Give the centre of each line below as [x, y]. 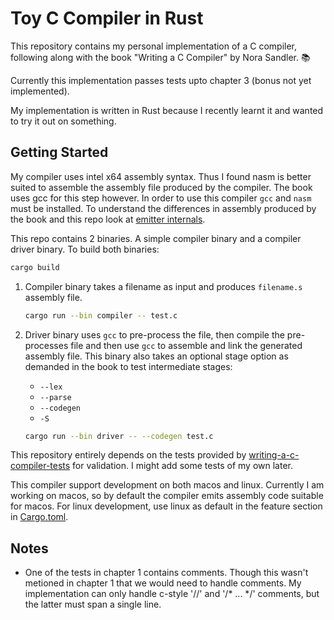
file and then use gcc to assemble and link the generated [186, 345]
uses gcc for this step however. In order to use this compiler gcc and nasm [161, 198]
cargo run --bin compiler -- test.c [101, 315]
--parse [55, 397]
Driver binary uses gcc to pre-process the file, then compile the [154, 334]
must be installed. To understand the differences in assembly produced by [163, 208]
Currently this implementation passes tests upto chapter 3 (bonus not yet [161, 80]
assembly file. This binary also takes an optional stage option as [156, 356]
